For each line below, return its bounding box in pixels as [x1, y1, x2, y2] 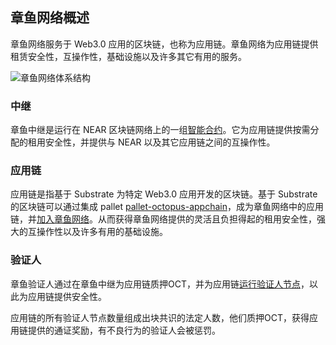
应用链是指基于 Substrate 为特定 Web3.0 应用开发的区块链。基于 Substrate [10, 188, 318, 200]
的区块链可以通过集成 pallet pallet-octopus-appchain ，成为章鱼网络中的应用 [10, 201, 324, 213]
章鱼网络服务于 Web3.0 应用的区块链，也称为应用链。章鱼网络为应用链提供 [10, 38, 319, 50]
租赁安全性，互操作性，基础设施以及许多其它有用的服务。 [10, 50, 247, 62]
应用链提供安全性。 [27, 290, 107, 302]
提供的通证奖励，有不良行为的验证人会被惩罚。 [27, 324, 221, 336]
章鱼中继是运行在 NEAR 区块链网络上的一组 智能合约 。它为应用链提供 [10, 124, 293, 136]
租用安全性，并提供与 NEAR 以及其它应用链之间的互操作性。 [27, 136, 276, 148]
